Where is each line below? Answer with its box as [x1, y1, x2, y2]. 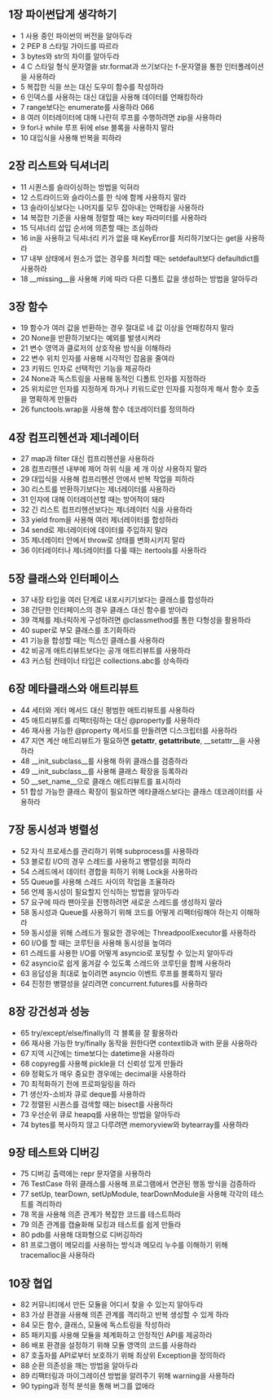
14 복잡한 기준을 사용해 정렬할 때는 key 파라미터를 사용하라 [20, 213, 208, 222]
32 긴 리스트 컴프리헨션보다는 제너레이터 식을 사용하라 [20, 504, 193, 515]
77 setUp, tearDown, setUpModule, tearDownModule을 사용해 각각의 [20, 1189, 249, 1199]
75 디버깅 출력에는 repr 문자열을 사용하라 [20, 1168, 152, 1179]
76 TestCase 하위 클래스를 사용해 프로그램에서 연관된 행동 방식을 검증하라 [20, 1179, 257, 1189]
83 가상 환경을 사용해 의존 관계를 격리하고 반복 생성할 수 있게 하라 [20, 1310, 230, 1320]
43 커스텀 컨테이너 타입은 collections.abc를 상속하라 [20, 656, 190, 666]
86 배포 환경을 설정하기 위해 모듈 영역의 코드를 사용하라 [20, 1340, 197, 1350]
